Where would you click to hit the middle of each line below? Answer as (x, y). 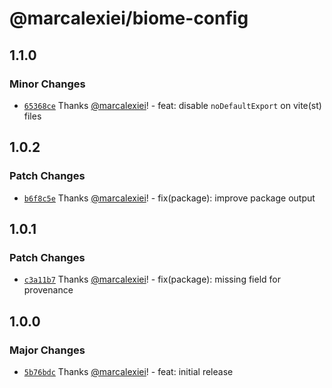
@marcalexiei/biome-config (129, 18)
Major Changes (47, 350)
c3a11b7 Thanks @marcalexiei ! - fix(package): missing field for (152, 279)
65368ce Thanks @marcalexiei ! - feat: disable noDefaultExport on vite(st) (172, 105)
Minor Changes (47, 84)
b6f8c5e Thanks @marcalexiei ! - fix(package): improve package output (169, 198)
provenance (48, 290)
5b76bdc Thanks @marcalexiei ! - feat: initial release (128, 371)
